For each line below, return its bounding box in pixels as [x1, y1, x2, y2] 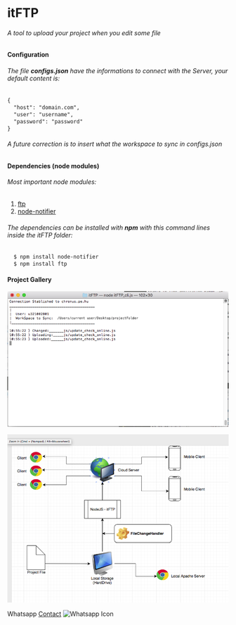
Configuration [7, 51, 49, 59]
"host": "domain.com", [13, 104, 80, 111]
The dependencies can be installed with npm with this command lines [7, 223, 211, 232]
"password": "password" [13, 118, 83, 125]
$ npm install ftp [13, 261, 68, 268]
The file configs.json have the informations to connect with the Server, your [7, 66, 228, 75]
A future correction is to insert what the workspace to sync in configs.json [7, 140, 223, 149]
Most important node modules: [7, 178, 97, 186]
